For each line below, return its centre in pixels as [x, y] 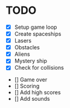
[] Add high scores [37, 92]
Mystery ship [31, 61]
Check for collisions [39, 68]
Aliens [22, 54]
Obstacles [27, 47]
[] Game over [31, 80]
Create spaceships [38, 34]
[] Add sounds [32, 99]
